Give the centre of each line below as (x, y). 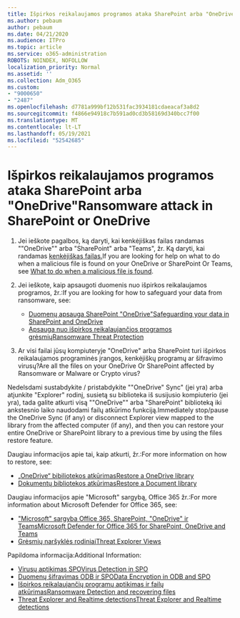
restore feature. (30, 441)
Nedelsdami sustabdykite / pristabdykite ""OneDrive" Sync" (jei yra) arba (115, 387)
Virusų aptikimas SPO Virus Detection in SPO (83, 569)
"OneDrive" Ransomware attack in (110, 206)
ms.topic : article (35, 47)
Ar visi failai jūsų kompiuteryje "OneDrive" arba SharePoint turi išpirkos (122, 351)
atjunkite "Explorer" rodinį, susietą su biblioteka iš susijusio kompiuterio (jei (118, 395)
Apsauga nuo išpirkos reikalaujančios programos (100, 329)
